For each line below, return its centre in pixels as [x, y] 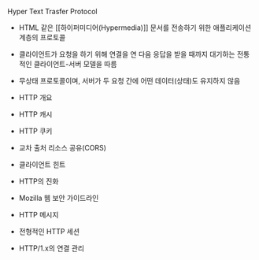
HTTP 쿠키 [35, 131]
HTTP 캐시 [35, 114]
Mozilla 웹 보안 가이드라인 [59, 198]
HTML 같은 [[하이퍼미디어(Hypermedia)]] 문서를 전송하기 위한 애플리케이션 [135, 28]
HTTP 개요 [35, 97]
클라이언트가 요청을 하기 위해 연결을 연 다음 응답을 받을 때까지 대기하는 [127, 54]
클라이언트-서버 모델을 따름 [75, 64]
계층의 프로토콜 [42, 37]
